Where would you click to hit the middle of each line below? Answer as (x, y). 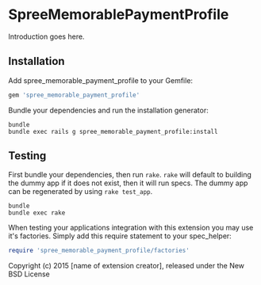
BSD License (29, 274)
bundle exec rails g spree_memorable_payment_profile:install (113, 131)
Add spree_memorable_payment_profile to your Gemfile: (100, 80)
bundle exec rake (37, 213)
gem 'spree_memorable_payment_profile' (74, 95)
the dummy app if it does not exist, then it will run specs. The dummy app (128, 183)
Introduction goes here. (46, 36)
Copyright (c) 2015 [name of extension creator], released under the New (126, 266)
